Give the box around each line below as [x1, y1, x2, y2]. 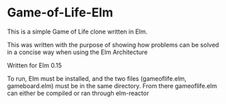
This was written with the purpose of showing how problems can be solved [7, 40, 219, 49]
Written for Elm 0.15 [7, 61, 62, 69]
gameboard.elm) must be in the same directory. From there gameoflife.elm [7, 81, 218, 90]
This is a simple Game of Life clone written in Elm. [7, 27, 148, 36]
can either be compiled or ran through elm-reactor [7, 89, 149, 97]
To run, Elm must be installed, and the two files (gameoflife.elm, [7, 74, 187, 83]
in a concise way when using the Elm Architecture [7, 48, 148, 56]
